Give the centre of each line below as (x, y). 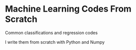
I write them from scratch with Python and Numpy (55, 42)
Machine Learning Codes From (68, 9)
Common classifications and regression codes (51, 33)
